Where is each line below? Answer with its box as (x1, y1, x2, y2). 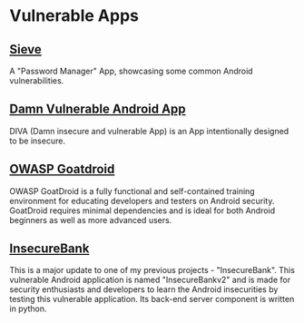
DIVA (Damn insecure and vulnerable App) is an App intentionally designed (9, 125, 289, 136)
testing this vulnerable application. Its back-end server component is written (9, 294, 295, 305)
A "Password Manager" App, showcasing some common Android (9, 65, 253, 76)
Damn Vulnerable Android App (9, 102, 186, 117)
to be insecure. (9, 135, 66, 146)
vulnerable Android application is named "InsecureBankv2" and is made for (9, 274, 291, 286)
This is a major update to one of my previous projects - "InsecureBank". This (9, 265, 295, 276)
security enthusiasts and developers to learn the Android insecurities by (9, 284, 279, 295)
